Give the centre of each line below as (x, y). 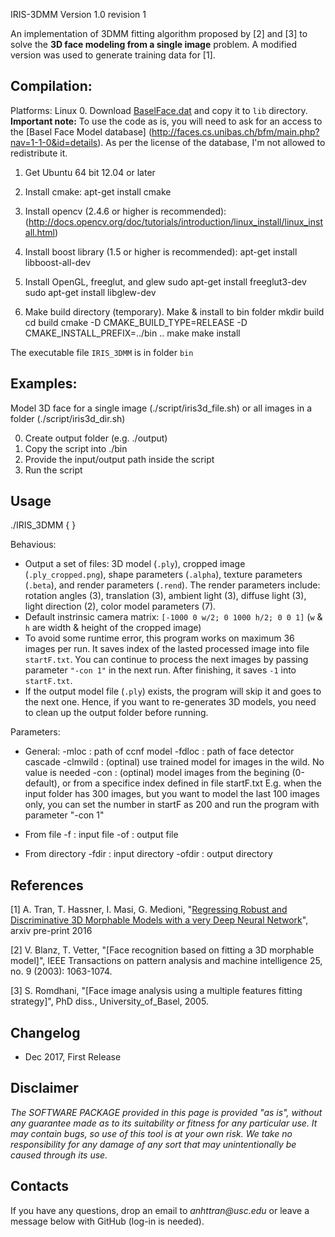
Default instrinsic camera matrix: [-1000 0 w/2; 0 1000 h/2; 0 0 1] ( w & (173, 617)
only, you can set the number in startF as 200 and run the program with (172, 805)
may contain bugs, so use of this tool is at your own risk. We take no (151, 1133)
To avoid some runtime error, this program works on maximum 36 (159, 638)
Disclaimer (44, 1088)
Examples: (44, 384)
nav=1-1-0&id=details (54, 142)
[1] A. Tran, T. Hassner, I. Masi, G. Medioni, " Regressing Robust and (149, 910)
